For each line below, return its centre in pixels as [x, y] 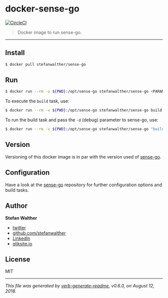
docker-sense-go [42, 9]
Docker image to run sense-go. [49, 32]
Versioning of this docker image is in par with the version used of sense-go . [83, 157]
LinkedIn [21, 238]
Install [15, 53]
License [18, 259]
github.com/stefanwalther [39, 233]
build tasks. [17, 190]
